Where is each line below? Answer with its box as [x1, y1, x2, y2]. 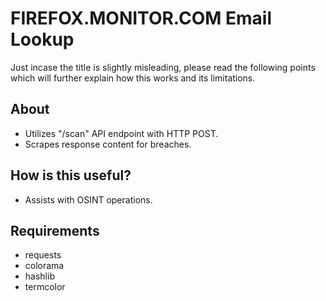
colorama [24, 260, 65, 272]
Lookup [10, 28, 75, 51]
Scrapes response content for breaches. [24, 138, 192, 150]
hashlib [24, 270, 55, 282]
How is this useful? [10, 167, 132, 184]
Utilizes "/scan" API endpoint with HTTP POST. [24, 127, 219, 139]
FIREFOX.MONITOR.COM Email [10, 7, 272, 30]
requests [24, 249, 62, 261]
